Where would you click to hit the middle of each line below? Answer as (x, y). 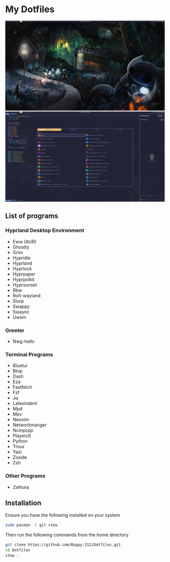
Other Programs (25, 476)
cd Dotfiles (18, 550)
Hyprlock (22, 268)
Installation (23, 503)
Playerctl (22, 436)
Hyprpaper (24, 274)
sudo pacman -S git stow (31, 525)
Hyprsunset (25, 285)
